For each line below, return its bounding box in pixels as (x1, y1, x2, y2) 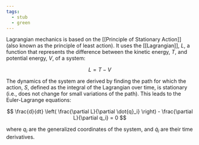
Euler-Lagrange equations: (6, 96, 71, 104)
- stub (11, 14, 28, 20)
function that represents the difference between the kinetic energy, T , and (6, 49, 187, 56)
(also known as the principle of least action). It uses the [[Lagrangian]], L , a (6, 42, 190, 49)
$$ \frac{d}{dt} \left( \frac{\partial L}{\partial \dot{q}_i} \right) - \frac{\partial (7, 108, 193, 115)
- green (11, 20, 31, 25)
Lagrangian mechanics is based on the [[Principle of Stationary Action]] (6, 36, 182, 43)
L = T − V (88, 66, 112, 73)
